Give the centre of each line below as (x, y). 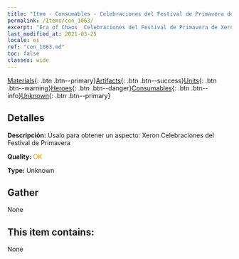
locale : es (23, 41)
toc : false (23, 54)
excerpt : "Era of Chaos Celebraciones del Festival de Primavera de (113, 27)
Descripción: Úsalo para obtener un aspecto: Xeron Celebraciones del (111, 135)
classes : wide (28, 60)
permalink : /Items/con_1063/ (51, 21)
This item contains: (51, 232)
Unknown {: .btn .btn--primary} (66, 95)
